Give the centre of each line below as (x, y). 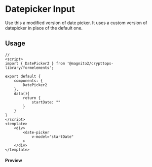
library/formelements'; (30, 67)
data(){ (22, 94)
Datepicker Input (40, 9)
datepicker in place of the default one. (44, 28)
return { (32, 98)
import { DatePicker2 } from (35, 63)
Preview (14, 161)
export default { (23, 76)
